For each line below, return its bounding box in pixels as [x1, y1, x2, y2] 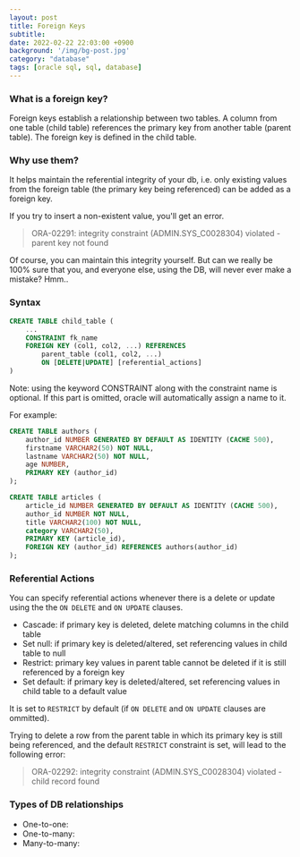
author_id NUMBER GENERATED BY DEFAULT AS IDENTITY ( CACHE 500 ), [25, 435, 275, 444]
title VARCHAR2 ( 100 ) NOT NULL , [25, 518, 142, 527]
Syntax [9, 296, 41, 309]
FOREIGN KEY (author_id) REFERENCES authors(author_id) [25, 543, 239, 552]
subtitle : [9, 30, 47, 38]
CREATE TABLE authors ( [9, 427, 99, 436]
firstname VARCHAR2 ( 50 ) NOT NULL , [25, 444, 154, 453]
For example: [9, 409, 58, 420]
